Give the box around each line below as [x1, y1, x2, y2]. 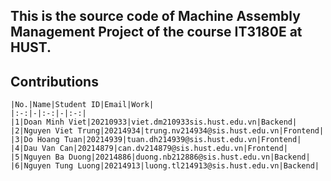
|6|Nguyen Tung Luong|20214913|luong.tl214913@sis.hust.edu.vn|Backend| [10, 161, 320, 171]
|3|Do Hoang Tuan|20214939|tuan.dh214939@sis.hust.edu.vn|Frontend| [10, 135, 302, 145]
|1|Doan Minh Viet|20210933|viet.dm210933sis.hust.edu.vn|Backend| [10, 117, 298, 128]
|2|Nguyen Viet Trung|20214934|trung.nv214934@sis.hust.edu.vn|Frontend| [10, 126, 325, 136]
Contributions [10, 73, 99, 90]
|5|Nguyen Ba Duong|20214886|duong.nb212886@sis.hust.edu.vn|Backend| [10, 152, 311, 163]
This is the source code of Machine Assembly [10, 8, 301, 25]
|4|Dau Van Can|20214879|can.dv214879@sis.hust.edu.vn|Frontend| [10, 144, 288, 154]
